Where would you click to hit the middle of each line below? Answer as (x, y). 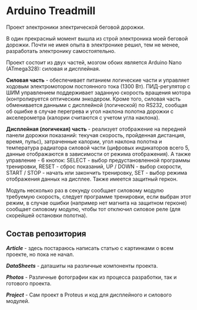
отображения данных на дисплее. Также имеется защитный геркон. (92, 179)
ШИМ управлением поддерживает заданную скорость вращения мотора (98, 92)
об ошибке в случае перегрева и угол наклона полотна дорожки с (90, 111)
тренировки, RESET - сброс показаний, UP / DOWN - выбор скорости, (94, 166)
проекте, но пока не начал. (40, 254)
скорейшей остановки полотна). (47, 215)
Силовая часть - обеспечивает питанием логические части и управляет (98, 80)
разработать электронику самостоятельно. (61, 51)
